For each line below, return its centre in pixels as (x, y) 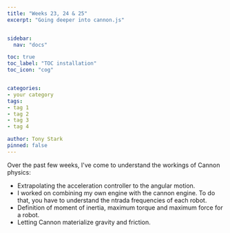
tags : (15, 101)
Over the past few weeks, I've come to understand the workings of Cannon (114, 165)
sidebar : (20, 38)
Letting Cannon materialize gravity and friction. (84, 222)
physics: (19, 172)
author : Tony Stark (35, 139)
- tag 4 (18, 127)
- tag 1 (18, 107)
